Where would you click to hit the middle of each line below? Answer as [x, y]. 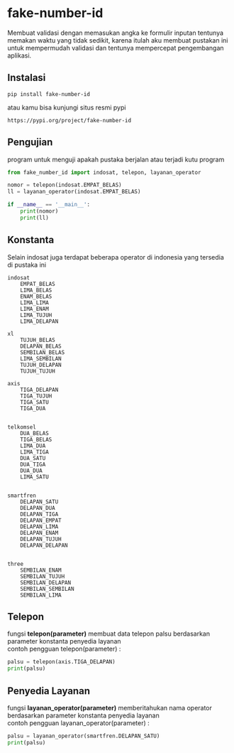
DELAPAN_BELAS [41, 346]
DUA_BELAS [35, 433]
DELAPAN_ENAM [39, 533]
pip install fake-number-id [49, 94]
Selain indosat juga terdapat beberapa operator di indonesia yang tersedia [116, 257]
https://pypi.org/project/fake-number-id [69, 120]
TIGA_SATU [35, 402]
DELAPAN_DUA [38, 508]
